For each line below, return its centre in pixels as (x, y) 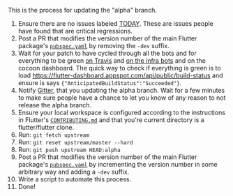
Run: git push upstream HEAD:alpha (69, 150)
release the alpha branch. (55, 105)
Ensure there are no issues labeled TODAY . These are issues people (115, 23)
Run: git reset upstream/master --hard (75, 142)
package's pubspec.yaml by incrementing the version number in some (118, 164)
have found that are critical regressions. (75, 31)
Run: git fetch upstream (54, 135)
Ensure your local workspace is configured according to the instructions (122, 112)
